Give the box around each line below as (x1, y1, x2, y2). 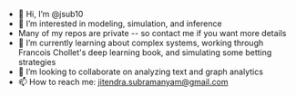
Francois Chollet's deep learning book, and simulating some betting (17, 47, 272, 58)
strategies (17, 57, 56, 67)
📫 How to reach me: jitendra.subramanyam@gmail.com (17, 77, 229, 87)
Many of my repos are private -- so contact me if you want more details (17, 28, 287, 38)
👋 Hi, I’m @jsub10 (17, 9, 84, 19)
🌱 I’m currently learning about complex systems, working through (17, 37, 264, 48)
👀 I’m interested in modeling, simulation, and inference (17, 18, 222, 29)
